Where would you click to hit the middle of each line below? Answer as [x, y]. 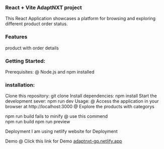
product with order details [32, 48]
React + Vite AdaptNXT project [44, 8]
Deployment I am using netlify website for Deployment [61, 131]
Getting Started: [25, 61]
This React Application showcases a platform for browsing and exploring [80, 19]
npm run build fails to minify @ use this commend [57, 116]
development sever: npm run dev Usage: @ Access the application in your [82, 101]
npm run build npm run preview [38, 122]
